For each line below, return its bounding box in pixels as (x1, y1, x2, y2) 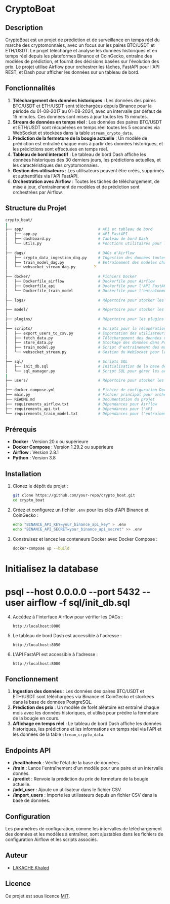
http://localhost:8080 (12, 624, 61, 629)
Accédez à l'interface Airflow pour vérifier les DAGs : (12, 613, 123, 620)
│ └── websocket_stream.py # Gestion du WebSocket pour (5, 350, 159, 355)
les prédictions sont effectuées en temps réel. (12, 146, 109, 152)
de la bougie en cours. (12, 715, 60, 722)
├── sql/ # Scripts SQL (5, 359, 128, 364)
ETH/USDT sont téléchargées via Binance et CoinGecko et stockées (12, 694, 154, 700)
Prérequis (5, 425, 37, 433)
